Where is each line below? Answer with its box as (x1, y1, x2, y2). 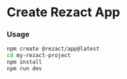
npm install (6, 59, 42, 66)
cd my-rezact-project (6, 52, 71, 59)
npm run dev (6, 65, 42, 73)
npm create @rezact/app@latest (6, 45, 100, 53)
